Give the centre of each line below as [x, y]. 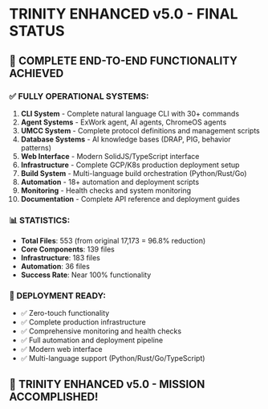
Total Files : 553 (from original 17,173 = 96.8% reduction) [113, 241]
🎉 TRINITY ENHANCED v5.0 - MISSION [107, 384]
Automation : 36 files [55, 267]
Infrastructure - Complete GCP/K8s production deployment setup [130, 165]
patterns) [36, 147]
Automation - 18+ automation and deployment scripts [110, 182]
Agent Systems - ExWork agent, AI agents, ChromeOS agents [124, 122]
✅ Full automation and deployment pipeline [92, 340]
